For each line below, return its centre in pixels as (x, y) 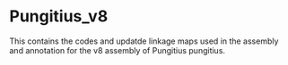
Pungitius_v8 (59, 16)
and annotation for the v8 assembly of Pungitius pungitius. (118, 50)
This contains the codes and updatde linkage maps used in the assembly (144, 41)
